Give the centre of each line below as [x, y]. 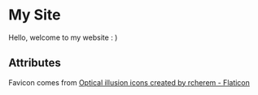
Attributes [35, 63]
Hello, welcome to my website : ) [63, 37]
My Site [35, 15]
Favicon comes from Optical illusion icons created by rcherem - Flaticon [129, 82]
